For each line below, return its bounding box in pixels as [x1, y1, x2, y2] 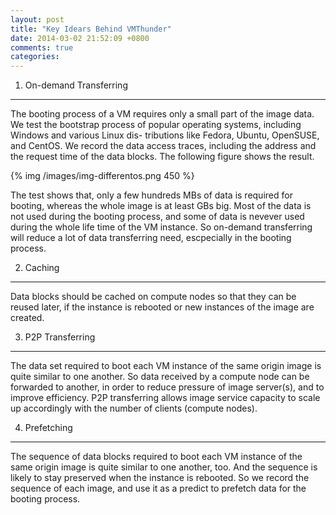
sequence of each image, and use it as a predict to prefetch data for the [10, 482, 307, 495]
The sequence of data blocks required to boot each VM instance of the [10, 451, 303, 463]
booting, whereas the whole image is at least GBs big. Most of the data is [10, 200, 312, 212]
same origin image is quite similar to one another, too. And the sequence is [10, 461, 318, 473]
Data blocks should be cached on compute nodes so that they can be [10, 291, 297, 303]
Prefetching [24, 422, 73, 434]
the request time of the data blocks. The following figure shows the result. [10, 151, 315, 163]
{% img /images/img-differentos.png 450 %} [10, 170, 195, 182]
